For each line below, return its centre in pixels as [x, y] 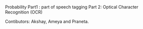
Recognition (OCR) [24, 12]
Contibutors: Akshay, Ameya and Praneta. [47, 22]
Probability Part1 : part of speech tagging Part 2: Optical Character [72, 7]
